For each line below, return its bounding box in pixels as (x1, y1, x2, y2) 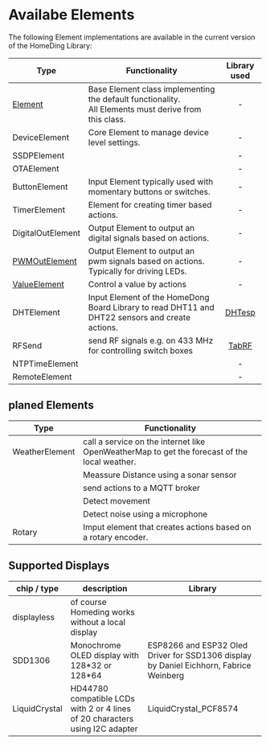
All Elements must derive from (88, 103, 202, 114)
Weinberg (147, 669, 185, 681)
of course (70, 596, 107, 607)
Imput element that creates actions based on (83, 521, 252, 533)
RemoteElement (12, 371, 72, 382)
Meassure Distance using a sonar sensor (83, 469, 237, 480)
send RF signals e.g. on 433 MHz (88, 335, 214, 346)
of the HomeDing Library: (8, 40, 92, 50)
